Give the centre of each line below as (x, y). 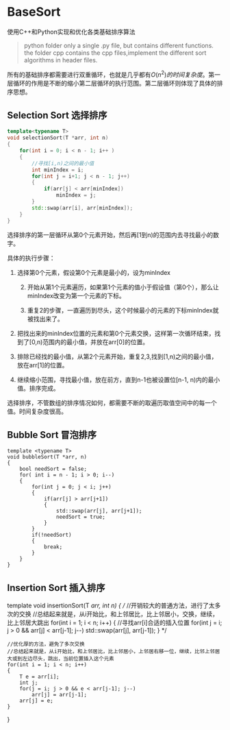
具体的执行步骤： (31, 258)
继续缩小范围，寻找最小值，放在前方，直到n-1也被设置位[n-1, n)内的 (113, 379)
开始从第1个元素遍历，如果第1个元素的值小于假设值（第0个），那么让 (123, 287)
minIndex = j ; (76, 195)
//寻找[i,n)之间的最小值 (63, 163)
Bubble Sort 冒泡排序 (52, 435)
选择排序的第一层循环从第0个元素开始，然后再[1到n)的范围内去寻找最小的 (110, 234)
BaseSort (34, 12)
